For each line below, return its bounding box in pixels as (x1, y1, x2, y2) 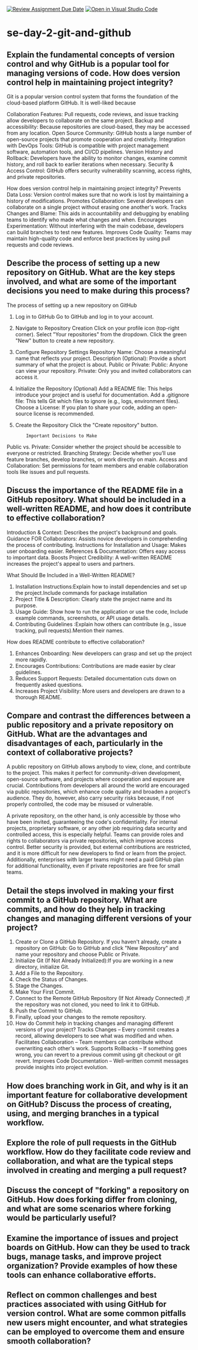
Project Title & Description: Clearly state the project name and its (15, 595, 172, 602)
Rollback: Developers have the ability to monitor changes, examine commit (6, 155, 187, 162)
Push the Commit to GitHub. (15, 1007, 83, 1014)
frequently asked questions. (15, 681, 83, 688)
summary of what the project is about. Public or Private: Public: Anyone (15, 361, 188, 368)
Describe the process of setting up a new (6, 258, 160, 268)
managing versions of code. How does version (6, 68, 180, 78)
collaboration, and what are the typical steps (6, 1156, 174, 1166)
